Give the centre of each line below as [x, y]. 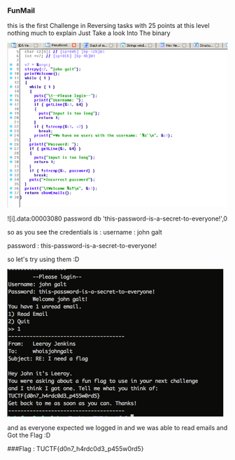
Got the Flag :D [29, 435]
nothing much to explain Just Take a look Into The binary [89, 33]
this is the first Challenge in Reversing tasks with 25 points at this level [108, 26]
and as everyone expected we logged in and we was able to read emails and [117, 427]
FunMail [21, 11]
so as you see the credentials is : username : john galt [85, 232]
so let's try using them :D [43, 259]
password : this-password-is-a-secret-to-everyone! [82, 245]
